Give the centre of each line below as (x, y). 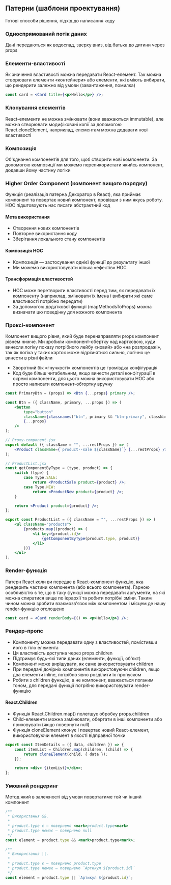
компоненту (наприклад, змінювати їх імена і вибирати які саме (83, 296)
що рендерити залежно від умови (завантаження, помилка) (70, 85)
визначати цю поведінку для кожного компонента (67, 312)
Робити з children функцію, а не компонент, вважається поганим (83, 680)
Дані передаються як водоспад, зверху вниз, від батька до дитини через (85, 45)
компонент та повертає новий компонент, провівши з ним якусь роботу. (84, 200)
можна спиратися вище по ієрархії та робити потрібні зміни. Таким (78, 598)
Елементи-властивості (35, 64)
